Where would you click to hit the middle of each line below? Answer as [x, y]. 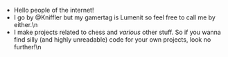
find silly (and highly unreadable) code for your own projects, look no [112, 40]
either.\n [26, 25]
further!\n [27, 47]
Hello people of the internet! [54, 10]
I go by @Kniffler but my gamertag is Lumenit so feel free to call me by [115, 17]
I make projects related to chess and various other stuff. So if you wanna [117, 32]
